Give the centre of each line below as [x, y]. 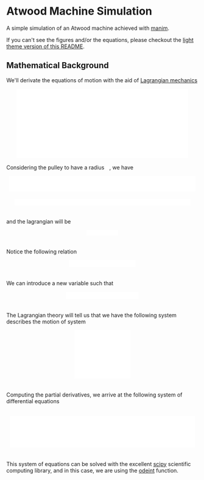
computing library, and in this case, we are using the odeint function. [92, 470]
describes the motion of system [46, 322]
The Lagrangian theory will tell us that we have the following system [91, 316]
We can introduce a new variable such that [60, 283]
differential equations [33, 401]
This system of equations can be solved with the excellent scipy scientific [99, 464]
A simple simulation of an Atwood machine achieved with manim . [88, 28]
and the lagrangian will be [39, 221]
